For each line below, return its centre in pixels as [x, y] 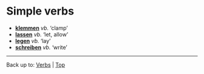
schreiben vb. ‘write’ [41, 47]
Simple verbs [40, 11]
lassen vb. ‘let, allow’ [42, 34]
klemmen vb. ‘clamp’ [41, 28]
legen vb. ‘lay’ [33, 41]
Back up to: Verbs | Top [36, 64]
